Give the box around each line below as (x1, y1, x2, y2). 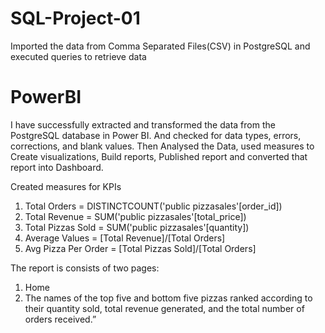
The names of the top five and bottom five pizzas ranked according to (24, 292, 313, 304)
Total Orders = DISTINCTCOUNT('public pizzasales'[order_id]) (24, 200, 283, 212)
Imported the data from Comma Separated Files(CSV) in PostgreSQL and (10, 40, 311, 52)
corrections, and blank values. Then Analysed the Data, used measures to (10, 140, 315, 152)
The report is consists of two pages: (10, 262, 160, 274)
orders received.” (24, 313, 97, 325)
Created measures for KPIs (10, 180, 122, 192)
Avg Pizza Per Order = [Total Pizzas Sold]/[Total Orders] (24, 242, 257, 254)
